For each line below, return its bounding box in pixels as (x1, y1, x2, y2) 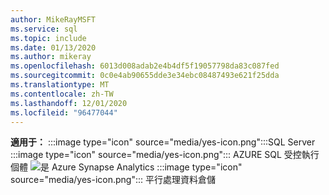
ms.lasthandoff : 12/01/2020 (10, 98, 128, 108)
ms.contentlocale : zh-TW (10, 89, 114, 99)
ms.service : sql (10, 24, 78, 34)
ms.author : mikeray (10, 52, 92, 62)
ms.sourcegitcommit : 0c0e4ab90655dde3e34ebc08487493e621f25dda (10, 71, 280, 81)
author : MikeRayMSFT (10, 14, 97, 25)
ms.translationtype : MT (10, 80, 110, 90)
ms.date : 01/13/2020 (10, 42, 97, 53)
